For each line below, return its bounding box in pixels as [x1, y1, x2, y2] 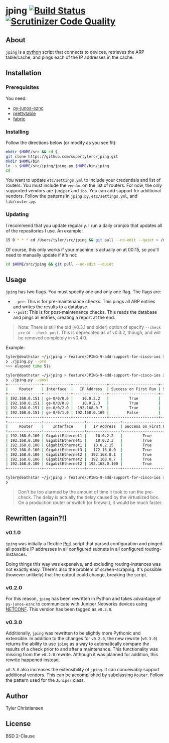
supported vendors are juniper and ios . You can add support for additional [6, 188, 161, 194]
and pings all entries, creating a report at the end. [13, 314, 115, 321]
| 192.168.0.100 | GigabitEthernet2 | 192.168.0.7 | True [6, 457, 152, 462]
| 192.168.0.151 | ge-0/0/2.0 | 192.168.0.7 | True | [6, 405, 161, 410]
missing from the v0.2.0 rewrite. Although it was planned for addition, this [6, 652, 158, 658]
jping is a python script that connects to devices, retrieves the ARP [6, 49, 144, 55]
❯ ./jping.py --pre [6, 359, 47, 364]
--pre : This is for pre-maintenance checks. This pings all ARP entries [13, 299, 155, 305]
